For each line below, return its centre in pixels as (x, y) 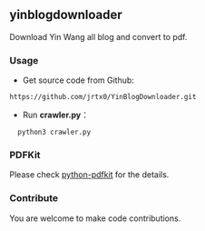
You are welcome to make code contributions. (95, 218)
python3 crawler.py (54, 132)
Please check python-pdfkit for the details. (89, 175)
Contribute (34, 198)
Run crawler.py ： (55, 115)
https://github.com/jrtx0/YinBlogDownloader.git (103, 97)
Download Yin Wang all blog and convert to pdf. (98, 36)
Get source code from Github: (78, 80)
